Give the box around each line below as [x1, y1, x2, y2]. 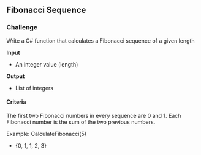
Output [6, 73, 25, 80]
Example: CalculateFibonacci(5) [6, 130, 87, 137]
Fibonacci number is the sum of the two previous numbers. [6, 118, 156, 126]
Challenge [6, 23, 38, 32]
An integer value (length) [15, 60, 78, 68]
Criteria [6, 98, 26, 106]
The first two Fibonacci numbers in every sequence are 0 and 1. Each [6, 112, 181, 119]
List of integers [15, 84, 54, 92]
